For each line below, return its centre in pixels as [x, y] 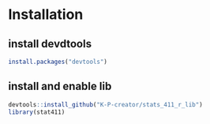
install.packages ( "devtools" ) [58, 62]
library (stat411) [37, 112]
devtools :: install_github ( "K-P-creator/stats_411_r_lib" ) [105, 104]
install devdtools [50, 44]
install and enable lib [60, 86]
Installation [46, 15]
